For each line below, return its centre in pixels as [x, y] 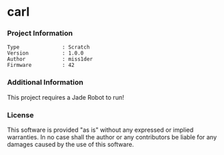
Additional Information [45, 83]
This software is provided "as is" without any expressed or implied [100, 130]
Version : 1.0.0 [45, 53]
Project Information [40, 33]
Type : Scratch [48, 47]
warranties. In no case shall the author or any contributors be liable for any [112, 137]
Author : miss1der [50, 59]
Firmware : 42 [41, 66]
